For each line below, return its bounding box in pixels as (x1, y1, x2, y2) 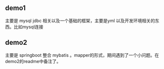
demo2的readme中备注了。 (5, 58, 61, 64)
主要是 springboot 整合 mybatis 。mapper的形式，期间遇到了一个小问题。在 (5, 52, 159, 58)
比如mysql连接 (13, 24, 43, 30)
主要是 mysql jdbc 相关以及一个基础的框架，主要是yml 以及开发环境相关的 (5, 17, 156, 24)
